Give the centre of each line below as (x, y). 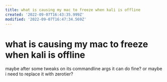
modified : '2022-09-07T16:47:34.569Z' (46, 19)
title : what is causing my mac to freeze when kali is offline (73, 10)
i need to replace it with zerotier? (39, 74)
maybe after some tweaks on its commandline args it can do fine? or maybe (84, 69)
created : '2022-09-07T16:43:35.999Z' (45, 15)
